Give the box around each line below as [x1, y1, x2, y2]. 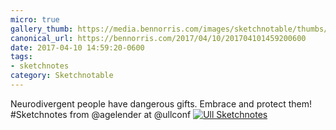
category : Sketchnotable [10, 71, 114, 81]
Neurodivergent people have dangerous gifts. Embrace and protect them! [10, 97, 313, 110]
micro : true [10, 14, 60, 25]
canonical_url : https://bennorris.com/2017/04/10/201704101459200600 [10, 33, 307, 43]
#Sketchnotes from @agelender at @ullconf [10, 108, 192, 120]
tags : [10, 52, 33, 62]
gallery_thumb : [10, 24, 74, 34]
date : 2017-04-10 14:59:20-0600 [10, 42, 145, 53]
